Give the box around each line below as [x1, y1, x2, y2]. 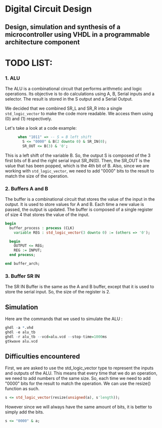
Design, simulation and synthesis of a [5, 23, 121, 31]
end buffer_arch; [5, 261, 40, 266]
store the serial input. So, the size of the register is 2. [5, 289, 110, 295]
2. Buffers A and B [5, 185, 48, 192]
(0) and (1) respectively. [5, 116, 52, 122]
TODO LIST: [5, 57, 53, 68]
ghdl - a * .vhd [5, 325, 34, 330]
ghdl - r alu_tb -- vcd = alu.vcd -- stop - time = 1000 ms [5, 334, 107, 339]
